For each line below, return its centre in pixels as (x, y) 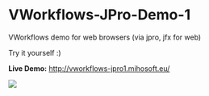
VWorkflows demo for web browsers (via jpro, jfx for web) (105, 37)
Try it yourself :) (35, 52)
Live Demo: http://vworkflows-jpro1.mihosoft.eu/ (89, 68)
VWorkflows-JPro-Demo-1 (100, 15)
